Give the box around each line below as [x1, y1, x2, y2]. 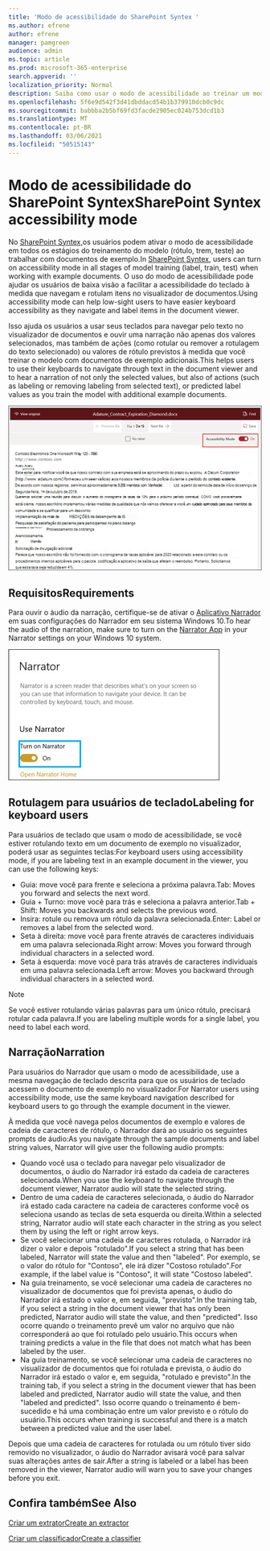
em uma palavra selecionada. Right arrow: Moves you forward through [19, 939, 252, 949]
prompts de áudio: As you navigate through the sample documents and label [8, 1134, 260, 1144]
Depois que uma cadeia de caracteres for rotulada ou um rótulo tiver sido [8, 1438, 252, 1449]
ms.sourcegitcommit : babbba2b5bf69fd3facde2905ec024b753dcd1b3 [8, 106, 225, 114]
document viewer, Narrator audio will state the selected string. [19, 1184, 227, 1193]
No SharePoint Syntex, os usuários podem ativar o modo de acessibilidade [8, 237, 254, 246]
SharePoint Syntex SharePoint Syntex [8, 193, 261, 211]
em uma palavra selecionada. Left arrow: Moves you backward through [19, 965, 255, 974]
